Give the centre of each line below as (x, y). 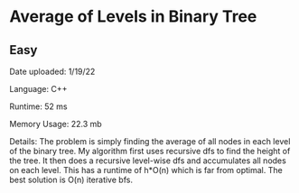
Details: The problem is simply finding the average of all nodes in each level (150, 141)
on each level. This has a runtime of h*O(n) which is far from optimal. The (146, 170)
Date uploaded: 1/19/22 (52, 71)
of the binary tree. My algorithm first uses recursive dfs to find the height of (150, 151)
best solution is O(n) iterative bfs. (71, 179)
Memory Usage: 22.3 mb (56, 124)
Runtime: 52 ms (38, 106)
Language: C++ (38, 89)
